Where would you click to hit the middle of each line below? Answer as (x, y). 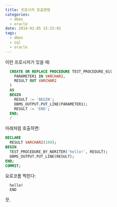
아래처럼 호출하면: (23, 128)
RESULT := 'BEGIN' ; (34, 99)
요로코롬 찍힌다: (21, 176)
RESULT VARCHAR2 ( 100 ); (33, 143)
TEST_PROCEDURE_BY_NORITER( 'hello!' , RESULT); (59, 152)
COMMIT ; (13, 166)
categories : (17, 15)
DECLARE (13, 138)
